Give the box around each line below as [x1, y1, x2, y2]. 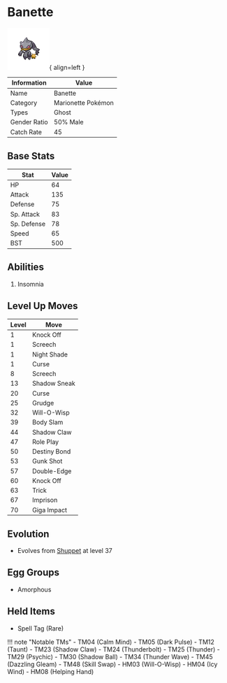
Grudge [32, 398, 54, 407]
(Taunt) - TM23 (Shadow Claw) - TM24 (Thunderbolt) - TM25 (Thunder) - [7, 645, 220, 654]
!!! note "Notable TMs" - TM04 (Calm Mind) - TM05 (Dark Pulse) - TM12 [7, 638, 215, 646]
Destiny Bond [32, 447, 71, 456]
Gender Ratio [10, 118, 48, 127]
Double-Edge [32, 466, 72, 475]
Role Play [32, 438, 59, 446]
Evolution [7, 528, 50, 540]
